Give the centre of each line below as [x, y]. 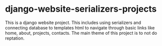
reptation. [15, 38]
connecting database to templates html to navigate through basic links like [80, 27]
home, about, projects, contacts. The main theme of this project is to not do [81, 33]
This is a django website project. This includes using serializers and [73, 23]
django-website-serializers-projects [81, 9]
